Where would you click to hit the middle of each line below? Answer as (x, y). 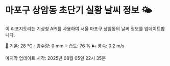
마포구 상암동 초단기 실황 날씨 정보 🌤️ (79, 10)
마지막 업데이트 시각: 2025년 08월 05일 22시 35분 (56, 58)
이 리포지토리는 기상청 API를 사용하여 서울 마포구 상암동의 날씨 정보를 (74, 28)
